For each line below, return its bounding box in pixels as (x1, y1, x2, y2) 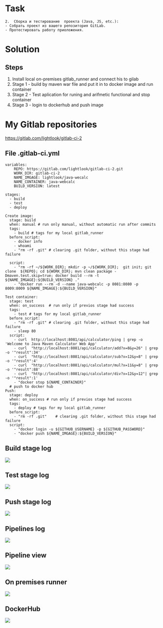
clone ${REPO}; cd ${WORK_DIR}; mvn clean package (5, 269, 112, 274)
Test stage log (5, 471, 49, 479)
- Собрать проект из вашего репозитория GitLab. (5, 23, 106, 28)
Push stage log (5, 498, 51, 506)
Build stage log (5, 444, 51, 452)
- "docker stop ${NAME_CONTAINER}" (14, 380, 86, 385)
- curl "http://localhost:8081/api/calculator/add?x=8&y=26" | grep (14, 346, 159, 351)
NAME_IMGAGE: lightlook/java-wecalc (14, 175, 89, 180)
